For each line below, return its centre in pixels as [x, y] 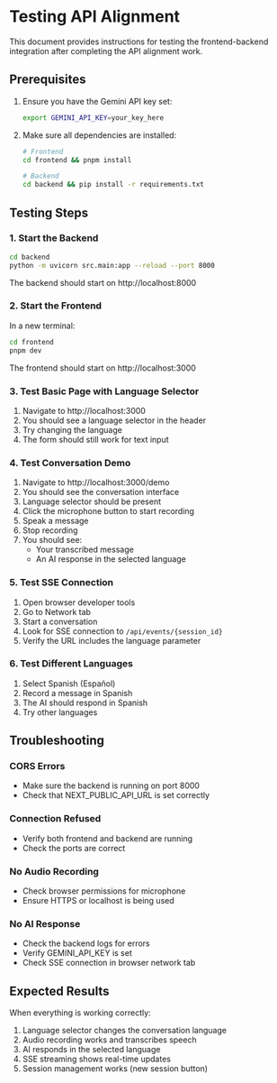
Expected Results [59, 991]
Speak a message [55, 521]
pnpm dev [26, 350]
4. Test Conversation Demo [70, 463]
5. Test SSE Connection [62, 583]
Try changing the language [72, 429]
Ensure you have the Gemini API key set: [97, 101]
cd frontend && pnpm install [77, 160]
